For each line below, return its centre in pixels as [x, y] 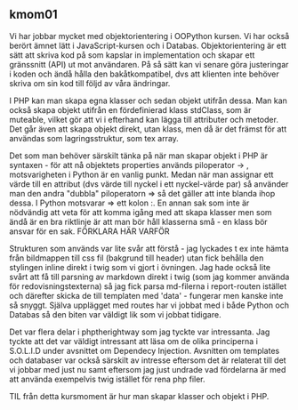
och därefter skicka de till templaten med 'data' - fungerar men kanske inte [146, 295]
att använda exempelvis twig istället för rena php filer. [108, 379]
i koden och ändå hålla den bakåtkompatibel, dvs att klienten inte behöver [145, 74]
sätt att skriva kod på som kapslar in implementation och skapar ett [132, 55]
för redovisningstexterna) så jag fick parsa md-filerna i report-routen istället [148, 286]
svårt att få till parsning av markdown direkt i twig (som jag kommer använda [149, 277]
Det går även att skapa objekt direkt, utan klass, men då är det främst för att [148, 129]
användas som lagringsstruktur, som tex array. [94, 138]
